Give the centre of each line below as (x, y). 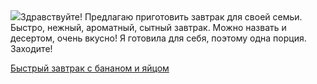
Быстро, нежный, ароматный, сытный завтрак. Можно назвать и (148, 27)
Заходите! (31, 48)
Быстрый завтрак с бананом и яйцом (90, 68)
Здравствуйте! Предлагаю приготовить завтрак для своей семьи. (161, 17)
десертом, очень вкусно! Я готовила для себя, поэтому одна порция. (158, 38)
